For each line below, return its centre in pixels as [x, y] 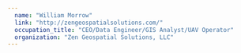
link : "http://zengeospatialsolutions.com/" [89, 23]
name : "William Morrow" [53, 15]
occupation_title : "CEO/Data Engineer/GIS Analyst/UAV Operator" [124, 30]
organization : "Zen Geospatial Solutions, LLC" [94, 37]
